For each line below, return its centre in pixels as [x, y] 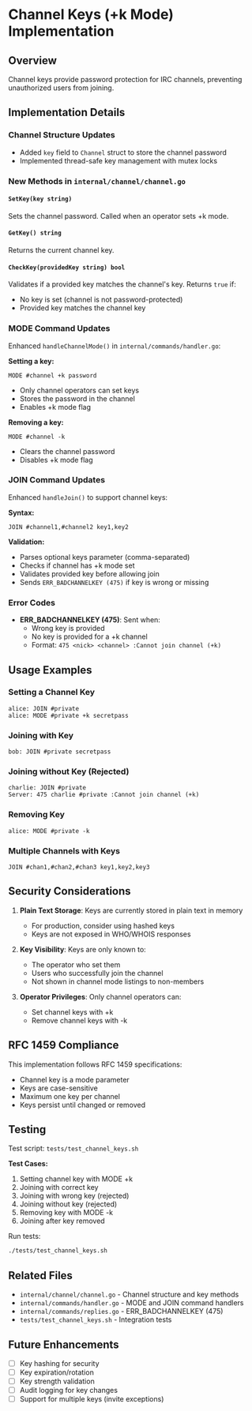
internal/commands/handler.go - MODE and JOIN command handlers [132, 1303]
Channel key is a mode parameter [75, 1079]
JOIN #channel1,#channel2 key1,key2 [68, 527]
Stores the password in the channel [77, 398]
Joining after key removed [62, 1221]
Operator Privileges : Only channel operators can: [100, 996]
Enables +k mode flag [55, 407]
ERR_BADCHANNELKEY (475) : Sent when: [90, 620]
